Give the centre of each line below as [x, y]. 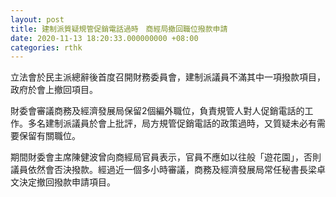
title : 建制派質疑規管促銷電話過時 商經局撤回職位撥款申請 [119, 29]
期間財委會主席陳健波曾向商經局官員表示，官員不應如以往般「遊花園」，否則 [166, 157]
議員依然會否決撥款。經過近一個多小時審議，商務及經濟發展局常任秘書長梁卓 [168, 170]
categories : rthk [46, 47]
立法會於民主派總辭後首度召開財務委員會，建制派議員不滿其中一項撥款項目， [168, 77]
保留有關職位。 [49, 136]
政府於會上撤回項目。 [54, 90]
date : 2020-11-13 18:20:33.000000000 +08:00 [104, 38]
